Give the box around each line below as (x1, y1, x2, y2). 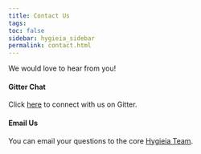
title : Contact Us (8, 11, 70, 20)
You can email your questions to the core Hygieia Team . (8, 136, 194, 145)
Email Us (8, 118, 39, 128)
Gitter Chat (8, 82, 46, 91)
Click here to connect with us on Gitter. (8, 99, 137, 109)
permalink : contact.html (8, 42, 92, 50)
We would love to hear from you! (8, 63, 117, 73)
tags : (8, 19, 27, 27)
